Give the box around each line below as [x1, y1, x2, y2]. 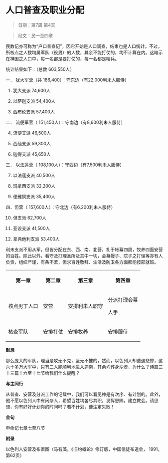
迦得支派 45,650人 [12, 151, 51, 157]
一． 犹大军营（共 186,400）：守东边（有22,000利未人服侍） [5, 77, 129, 83]
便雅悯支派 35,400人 [12, 193, 56, 200]
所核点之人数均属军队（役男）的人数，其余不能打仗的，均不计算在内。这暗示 [5, 49, 163, 55]
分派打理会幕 [108, 296, 139, 303]
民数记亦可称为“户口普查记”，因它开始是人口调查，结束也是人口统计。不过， [5, 43, 163, 49]
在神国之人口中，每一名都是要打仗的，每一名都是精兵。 [5, 55, 119, 61]
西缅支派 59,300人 [12, 140, 51, 146]
